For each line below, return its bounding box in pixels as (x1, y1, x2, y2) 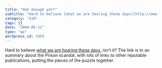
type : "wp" (5, 29, 27, 34)
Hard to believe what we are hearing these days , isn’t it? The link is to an (5, 47, 150, 53)
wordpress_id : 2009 (5, 34, 45, 39)
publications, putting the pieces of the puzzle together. (5, 57, 115, 63)
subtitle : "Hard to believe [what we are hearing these (5, 12, 120, 16)
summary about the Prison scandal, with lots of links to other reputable (5, 52, 146, 58)
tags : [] (5, 20, 23, 26)
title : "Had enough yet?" (5, 7, 57, 12)
